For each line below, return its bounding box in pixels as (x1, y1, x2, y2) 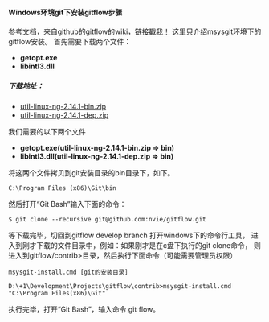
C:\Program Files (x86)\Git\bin (8, 184, 116, 192)
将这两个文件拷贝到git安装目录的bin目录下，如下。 (8, 168, 175, 178)
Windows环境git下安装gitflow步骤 (8, 7, 123, 17)
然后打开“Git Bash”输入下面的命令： (8, 200, 127, 209)
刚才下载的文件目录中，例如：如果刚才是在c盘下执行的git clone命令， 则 (22, 241, 261, 250)
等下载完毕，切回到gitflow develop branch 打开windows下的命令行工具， (8, 230, 250, 241)
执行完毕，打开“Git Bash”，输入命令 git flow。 (8, 304, 161, 314)
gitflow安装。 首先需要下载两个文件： (8, 37, 132, 47)
